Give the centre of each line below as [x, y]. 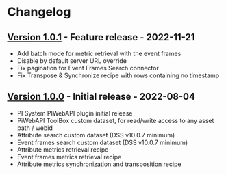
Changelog [39, 12]
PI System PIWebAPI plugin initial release [75, 113]
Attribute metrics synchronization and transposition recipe [99, 164]
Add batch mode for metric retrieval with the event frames [99, 53]
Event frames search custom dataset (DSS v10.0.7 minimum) [102, 142]
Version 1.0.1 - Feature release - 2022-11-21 [101, 37]
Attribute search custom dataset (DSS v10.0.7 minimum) [96, 135]
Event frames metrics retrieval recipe [69, 157]
